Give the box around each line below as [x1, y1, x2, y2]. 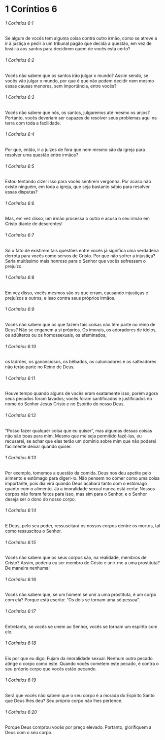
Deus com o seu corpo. [5, 730, 53, 736]
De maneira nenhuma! [5, 565, 50, 571]
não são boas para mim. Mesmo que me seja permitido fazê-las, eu [5, 433, 142, 439]
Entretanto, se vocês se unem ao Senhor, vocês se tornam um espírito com [5, 623, 158, 629]
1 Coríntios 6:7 [5, 232, 34, 238]
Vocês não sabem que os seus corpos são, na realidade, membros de [5, 554, 147, 561]
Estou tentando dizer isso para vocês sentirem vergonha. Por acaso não [5, 179, 151, 185]
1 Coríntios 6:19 [5, 677, 36, 683]
